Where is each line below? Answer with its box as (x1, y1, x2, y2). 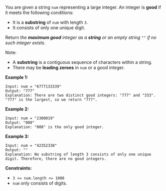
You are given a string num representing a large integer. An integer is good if (5, 5, 161, 10)
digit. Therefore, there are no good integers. (5, 156, 107, 161)
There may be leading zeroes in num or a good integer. (12, 65, 125, 70)
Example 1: (5, 74, 29, 80)
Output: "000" (5, 120, 35, 125)
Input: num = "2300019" (5, 116, 55, 121)
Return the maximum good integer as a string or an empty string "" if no (5, 35, 156, 40)
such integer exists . (5, 40, 46, 46)
